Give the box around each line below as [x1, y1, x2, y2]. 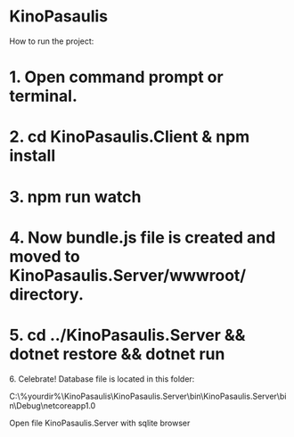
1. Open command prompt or [9, 67, 225, 87]
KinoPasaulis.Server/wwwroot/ [9, 265, 247, 285]
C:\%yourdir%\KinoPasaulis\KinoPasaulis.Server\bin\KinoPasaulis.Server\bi [9, 391, 287, 401]
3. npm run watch [9, 186, 142, 207]
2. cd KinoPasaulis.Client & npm [9, 127, 250, 147]
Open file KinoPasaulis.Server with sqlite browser [9, 417, 191, 428]
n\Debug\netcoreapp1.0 [9, 400, 96, 411]
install [9, 145, 56, 166]
